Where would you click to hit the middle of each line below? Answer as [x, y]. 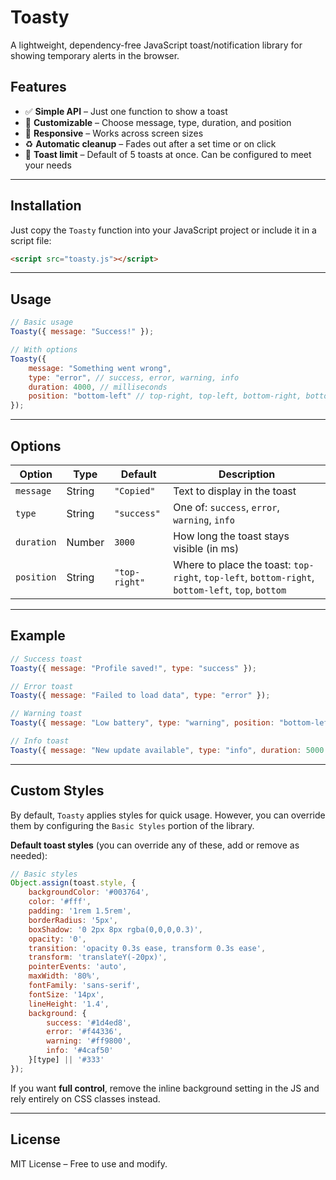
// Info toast [40, 741]
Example [38, 636]
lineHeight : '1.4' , [69, 1004]
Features [38, 87]
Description [247, 474]
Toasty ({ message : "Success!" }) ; [82, 332]
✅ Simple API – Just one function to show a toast [126, 111]
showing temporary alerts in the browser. [95, 55]
